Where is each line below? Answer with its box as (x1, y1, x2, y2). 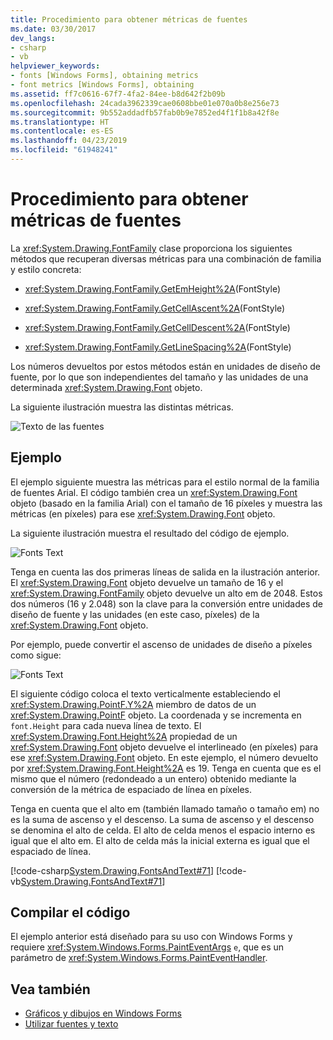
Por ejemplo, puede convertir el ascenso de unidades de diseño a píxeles (10, 638, 313, 650)
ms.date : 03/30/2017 (10, 24, 97, 34)
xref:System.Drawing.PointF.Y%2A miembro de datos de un (10, 698, 257, 710)
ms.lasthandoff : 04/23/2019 (10, 136, 128, 146)
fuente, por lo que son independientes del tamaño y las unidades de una (10, 371, 309, 383)
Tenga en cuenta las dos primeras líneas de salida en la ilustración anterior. (10, 566, 321, 578)
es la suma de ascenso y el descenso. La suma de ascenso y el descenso (10, 813, 315, 825)
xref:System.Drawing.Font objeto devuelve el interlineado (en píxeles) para (10, 741, 319, 753)
